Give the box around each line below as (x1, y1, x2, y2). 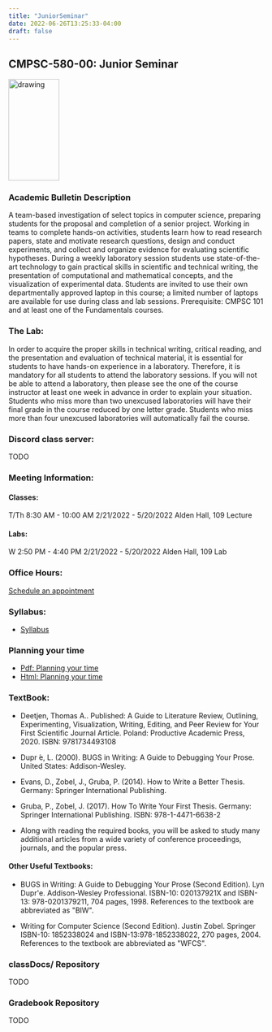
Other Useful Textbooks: (8, 861, 93, 871)
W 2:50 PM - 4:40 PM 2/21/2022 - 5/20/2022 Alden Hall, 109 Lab (8, 547, 227, 557)
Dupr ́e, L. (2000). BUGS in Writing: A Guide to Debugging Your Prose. (19, 752, 255, 762)
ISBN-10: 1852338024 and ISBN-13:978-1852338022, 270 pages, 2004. (19, 930, 261, 939)
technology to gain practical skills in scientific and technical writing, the (19, 262, 258, 272)
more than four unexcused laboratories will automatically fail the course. (8, 413, 250, 423)
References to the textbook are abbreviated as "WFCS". (19, 938, 207, 947)
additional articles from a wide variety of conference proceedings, (19, 834, 242, 843)
